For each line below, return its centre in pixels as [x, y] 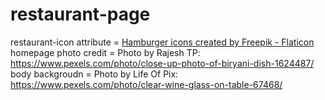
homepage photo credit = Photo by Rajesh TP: [105, 52]
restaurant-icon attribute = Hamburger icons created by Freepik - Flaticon [162, 42]
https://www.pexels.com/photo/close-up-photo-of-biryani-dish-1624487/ [162, 63]
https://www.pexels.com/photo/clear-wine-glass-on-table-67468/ [146, 84]
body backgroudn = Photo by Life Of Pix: [94, 74]
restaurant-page [80, 14]
